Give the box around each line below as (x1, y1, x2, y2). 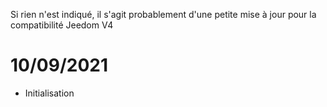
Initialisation (24, 87, 75, 99)
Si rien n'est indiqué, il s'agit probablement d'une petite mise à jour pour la (10, 9, 317, 20)
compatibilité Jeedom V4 (10, 19, 114, 31)
